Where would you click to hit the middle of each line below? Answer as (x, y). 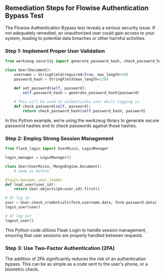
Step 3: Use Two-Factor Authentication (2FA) (60, 248)
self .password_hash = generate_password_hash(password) (81, 93)
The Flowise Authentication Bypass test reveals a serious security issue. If (80, 28)
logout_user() (20, 221)
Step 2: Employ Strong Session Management (59, 138)
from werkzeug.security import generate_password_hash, (63, 61)
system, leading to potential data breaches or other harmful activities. (75, 38)
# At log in (17, 198)
